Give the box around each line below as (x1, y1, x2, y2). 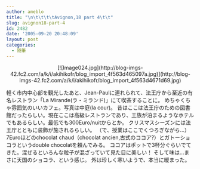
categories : (6, 42, 36, 48)
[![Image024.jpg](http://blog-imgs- (57, 64, 143, 71)
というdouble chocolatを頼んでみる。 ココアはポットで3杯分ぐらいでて (16, 141, 192, 148)
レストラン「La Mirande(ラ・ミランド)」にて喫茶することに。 (11, 96, 164, 103)
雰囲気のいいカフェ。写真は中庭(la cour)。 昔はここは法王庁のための (11, 104, 180, 111)
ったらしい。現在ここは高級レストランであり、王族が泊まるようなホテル (16, 111, 195, 118)
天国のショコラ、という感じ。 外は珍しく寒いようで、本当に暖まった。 (16, 156, 190, 163)
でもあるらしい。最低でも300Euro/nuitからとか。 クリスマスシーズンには (6, 119, 186, 126)
